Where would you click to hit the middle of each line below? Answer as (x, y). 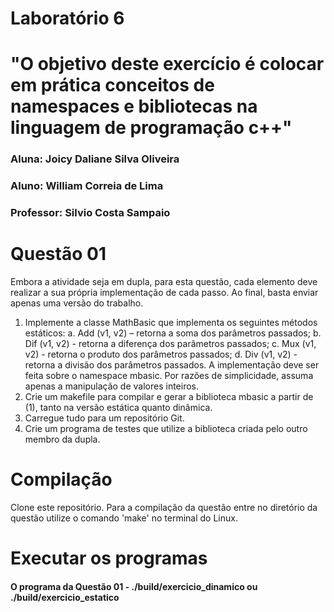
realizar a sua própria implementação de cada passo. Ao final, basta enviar (164, 293)
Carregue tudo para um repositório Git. (104, 418)
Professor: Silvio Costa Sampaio (90, 213)
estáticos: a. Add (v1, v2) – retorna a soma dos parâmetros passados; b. (173, 333)
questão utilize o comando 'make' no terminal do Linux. (124, 518)
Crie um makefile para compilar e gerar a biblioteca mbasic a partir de (169, 397)
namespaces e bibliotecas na (134, 106)
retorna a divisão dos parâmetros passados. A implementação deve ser (172, 365)
